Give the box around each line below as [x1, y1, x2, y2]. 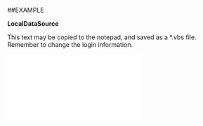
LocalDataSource [7, 20, 59, 27]
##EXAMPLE [7, 6, 44, 14]
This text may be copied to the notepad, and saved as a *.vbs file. [7, 33, 197, 41]
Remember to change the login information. [7, 41, 133, 48]
